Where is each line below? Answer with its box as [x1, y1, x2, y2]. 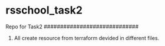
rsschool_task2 [5, 4, 83, 17]
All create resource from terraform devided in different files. [14, 34, 160, 41]
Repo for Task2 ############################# [5, 23, 139, 30]
